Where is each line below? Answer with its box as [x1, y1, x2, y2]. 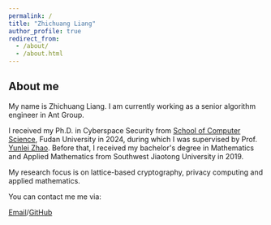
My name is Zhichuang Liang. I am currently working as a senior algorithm [8, 101, 256, 110]
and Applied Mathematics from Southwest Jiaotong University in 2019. [8, 151, 244, 161]
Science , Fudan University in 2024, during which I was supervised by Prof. [8, 134, 258, 144]
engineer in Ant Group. [8, 110, 85, 119]
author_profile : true [8, 27, 82, 35]
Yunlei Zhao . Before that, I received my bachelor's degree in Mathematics [8, 143, 254, 153]
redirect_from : [8, 34, 60, 43]
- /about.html [15, 50, 63, 58]
